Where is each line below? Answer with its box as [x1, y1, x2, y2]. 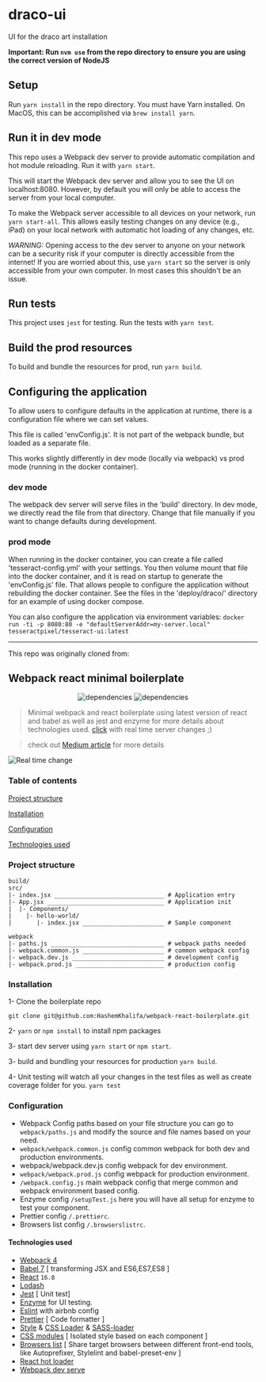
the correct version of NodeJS [8, 56, 110, 65]
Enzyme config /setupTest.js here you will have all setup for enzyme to [19, 1194, 255, 1204]
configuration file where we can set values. [8, 415, 149, 423]
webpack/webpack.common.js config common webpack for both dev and [19, 1143, 250, 1153]
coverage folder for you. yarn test [8, 1081, 121, 1090]
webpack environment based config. [19, 1185, 140, 1195]
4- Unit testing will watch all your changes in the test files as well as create [8, 1072, 252, 1081]
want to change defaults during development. [8, 517, 157, 526]
